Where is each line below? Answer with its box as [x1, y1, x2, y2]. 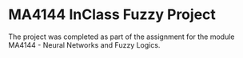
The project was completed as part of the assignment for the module [8, 32, 235, 41]
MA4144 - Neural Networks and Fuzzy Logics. [8, 40, 161, 49]
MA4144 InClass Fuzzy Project [8, 6, 216, 24]
